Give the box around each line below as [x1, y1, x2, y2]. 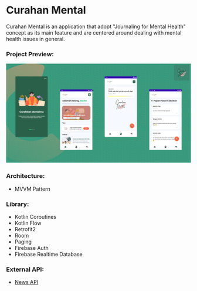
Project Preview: [6, 50, 55, 58]
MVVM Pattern [14, 185, 51, 192]
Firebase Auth [14, 245, 49, 252]
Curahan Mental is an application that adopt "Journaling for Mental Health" [6, 23, 186, 30]
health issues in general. [6, 35, 66, 42]
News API [14, 279, 39, 286]
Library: [6, 200, 29, 208]
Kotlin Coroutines [14, 214, 57, 221]
